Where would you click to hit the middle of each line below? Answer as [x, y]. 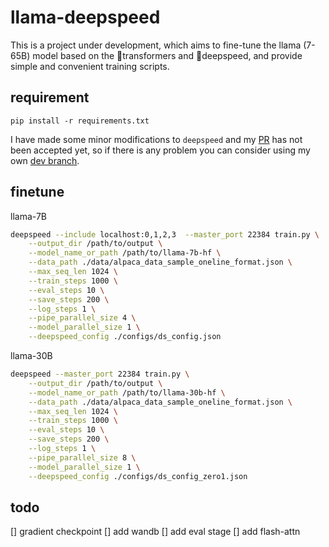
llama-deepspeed [85, 17]
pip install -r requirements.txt [80, 121]
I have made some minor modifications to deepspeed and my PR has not [156, 139]
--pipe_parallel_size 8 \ [82, 457]
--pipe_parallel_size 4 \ [82, 318]
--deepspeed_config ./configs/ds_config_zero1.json [138, 476]
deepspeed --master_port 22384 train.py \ [100, 374]
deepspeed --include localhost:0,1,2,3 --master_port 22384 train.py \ [165, 234]
